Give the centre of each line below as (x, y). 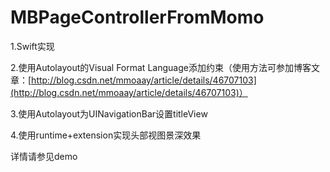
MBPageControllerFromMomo (137, 17)
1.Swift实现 (32, 46)
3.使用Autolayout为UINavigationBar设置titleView (109, 113)
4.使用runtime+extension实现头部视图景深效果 (106, 135)
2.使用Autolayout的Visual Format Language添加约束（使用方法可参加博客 (161, 67)
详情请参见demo (44, 156)
